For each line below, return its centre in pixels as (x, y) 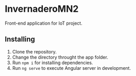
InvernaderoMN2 (42, 9)
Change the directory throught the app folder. (60, 57)
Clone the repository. (34, 51)
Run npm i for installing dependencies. (52, 63)
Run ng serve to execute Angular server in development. (72, 68)
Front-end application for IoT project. (44, 23)
